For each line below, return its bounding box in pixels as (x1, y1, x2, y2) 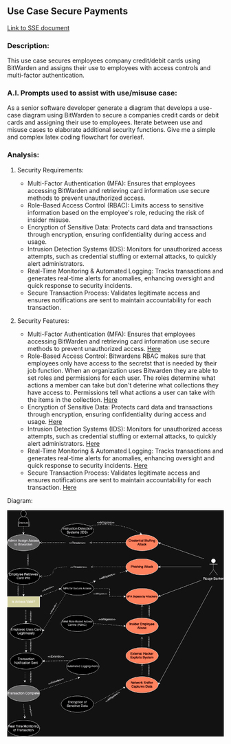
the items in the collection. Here (27, 395, 118, 404)
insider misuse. (27, 216, 71, 224)
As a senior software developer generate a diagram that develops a (7, 104, 198, 112)
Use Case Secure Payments (7, 5, 129, 17)
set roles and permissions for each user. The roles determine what (27, 374, 216, 382)
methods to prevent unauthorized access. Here (27, 344, 162, 352)
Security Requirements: (16, 166, 84, 174)
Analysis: (7, 150, 40, 160)
